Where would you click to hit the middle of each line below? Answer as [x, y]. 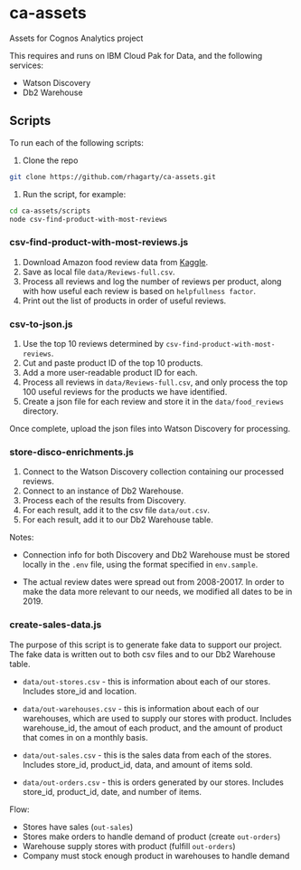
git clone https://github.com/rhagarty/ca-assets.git [113, 177]
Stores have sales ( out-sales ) [78, 827]
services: [26, 65]
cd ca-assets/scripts [50, 211]
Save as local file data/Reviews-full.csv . [99, 272]
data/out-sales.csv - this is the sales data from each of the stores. [147, 755]
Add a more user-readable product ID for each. [110, 372]
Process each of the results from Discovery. [104, 501]
